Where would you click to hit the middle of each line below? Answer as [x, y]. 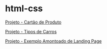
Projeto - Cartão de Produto [33, 22]
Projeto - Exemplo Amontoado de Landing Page [53, 41]
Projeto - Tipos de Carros [31, 31]
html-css [24, 9]
